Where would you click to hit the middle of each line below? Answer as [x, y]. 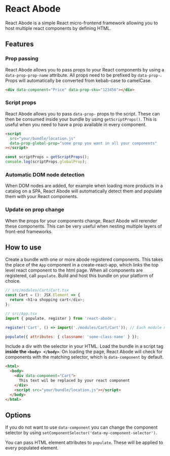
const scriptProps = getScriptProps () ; [47, 157]
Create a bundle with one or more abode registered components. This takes [84, 259]
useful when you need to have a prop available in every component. [76, 124]
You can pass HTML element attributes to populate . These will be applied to [84, 443]
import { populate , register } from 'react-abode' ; [61, 318]
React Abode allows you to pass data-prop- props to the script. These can [83, 113]
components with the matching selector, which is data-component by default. [84, 357]
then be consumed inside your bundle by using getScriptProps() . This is [81, 119]
